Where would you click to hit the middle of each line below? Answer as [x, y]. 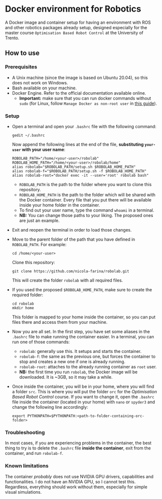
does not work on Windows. [40, 83]
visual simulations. [23, 492]
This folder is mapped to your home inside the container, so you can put [84, 317]
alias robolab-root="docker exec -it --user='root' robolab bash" [80, 175]
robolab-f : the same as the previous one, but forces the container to [87, 356]
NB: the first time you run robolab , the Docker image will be [78, 372]
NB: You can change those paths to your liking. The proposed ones [86, 215]
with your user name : [44, 150]
